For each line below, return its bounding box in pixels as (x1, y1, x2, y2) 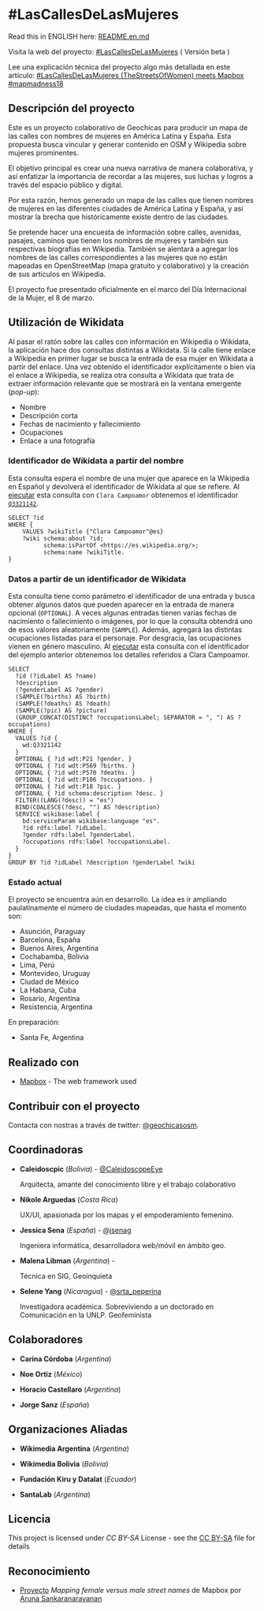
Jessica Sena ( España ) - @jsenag (19, 1225, 132, 1235)
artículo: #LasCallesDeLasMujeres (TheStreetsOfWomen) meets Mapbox (8, 70, 244, 80)
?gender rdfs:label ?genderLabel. (22, 831, 136, 839)
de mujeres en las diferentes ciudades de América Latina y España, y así (8, 204, 244, 213)
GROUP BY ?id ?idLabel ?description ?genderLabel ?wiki (8, 858, 195, 867)
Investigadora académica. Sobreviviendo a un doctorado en (19, 1302, 214, 1311)
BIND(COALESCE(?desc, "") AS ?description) (15, 803, 160, 812)
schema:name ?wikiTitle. (43, 548, 125, 556)
